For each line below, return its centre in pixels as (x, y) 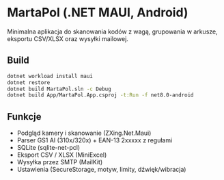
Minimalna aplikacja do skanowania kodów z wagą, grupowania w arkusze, (112, 31)
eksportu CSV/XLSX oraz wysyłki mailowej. (68, 38)
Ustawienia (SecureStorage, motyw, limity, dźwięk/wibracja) (101, 170)
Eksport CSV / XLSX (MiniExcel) (62, 155)
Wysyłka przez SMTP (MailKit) (60, 162)
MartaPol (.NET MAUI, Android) (98, 13)
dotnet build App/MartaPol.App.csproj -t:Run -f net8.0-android (100, 95)
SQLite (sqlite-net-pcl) (48, 148)
